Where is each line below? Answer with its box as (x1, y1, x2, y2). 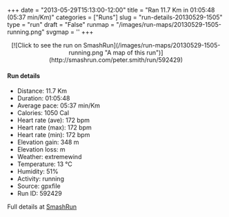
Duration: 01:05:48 (17, 94, 70, 103)
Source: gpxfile (17, 182, 61, 190)
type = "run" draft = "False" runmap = (7, 21, 115, 28)
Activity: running (17, 175, 64, 183)
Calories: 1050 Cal (17, 109, 70, 117)
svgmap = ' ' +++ (46, 28, 94, 36)
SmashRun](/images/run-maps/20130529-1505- (83, 41, 221, 49)
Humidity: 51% (17, 167, 59, 176)
